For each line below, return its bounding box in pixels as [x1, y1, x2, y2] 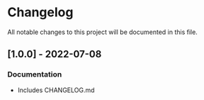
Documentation [7, 70, 62, 79]
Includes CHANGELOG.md [17, 86, 95, 94]
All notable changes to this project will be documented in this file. [7, 28, 198, 36]
